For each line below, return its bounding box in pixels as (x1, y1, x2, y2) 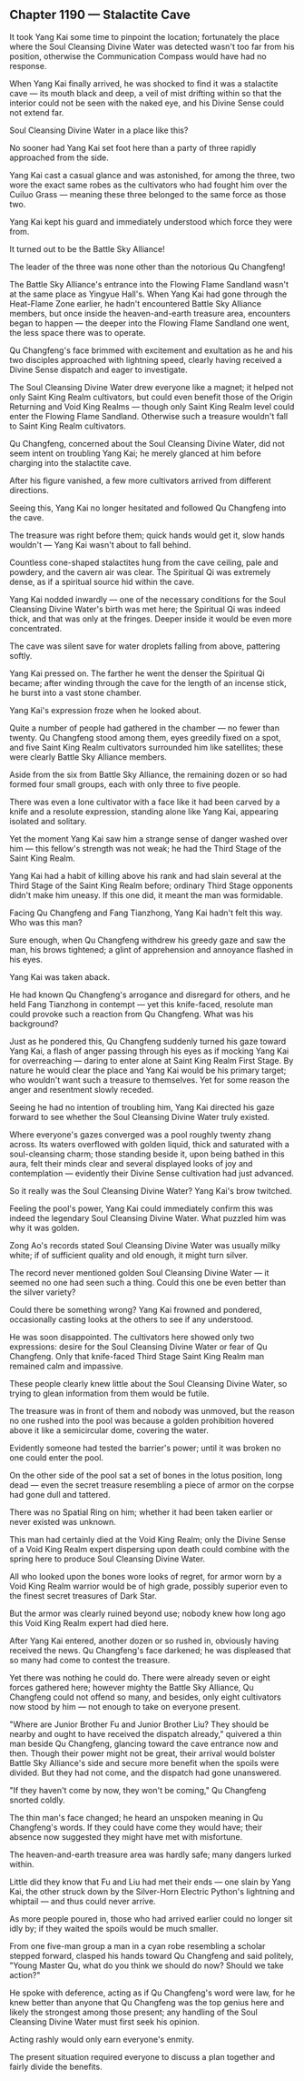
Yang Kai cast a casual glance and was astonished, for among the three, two (9, 169, 296, 180)
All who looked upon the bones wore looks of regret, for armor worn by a (9, 1571, 282, 1581)
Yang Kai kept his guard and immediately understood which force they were (9, 216, 293, 227)
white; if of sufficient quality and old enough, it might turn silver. (9, 1249, 249, 1260)
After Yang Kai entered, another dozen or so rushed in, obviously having (9, 1635, 279, 1646)
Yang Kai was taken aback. (9, 971, 111, 982)
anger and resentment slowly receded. (9, 1084, 154, 1095)
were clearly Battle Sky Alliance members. (9, 751, 168, 763)
